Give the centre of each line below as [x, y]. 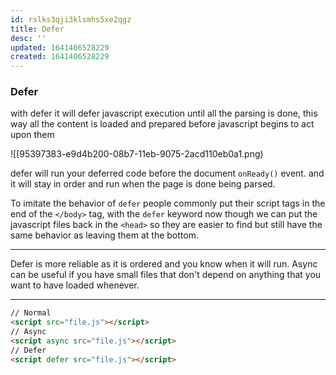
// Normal [31, 313]
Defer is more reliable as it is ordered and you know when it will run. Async [164, 264]
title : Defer [37, 29]
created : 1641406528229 [60, 57]
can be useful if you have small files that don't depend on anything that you [166, 275]
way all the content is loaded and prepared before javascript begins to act [162, 124]
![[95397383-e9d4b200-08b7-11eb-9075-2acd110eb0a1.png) [137, 154]
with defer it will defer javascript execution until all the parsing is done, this [164, 113]
